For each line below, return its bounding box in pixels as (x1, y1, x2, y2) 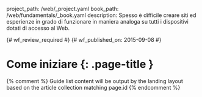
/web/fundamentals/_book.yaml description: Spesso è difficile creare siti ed (6, 12, 197, 19)
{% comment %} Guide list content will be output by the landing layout (6, 77, 183, 84)
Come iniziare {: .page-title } (6, 58, 154, 72)
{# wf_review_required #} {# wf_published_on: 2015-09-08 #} (6, 36, 162, 43)
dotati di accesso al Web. (6, 24, 70, 32)
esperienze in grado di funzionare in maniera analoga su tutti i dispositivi (6, 18, 189, 25)
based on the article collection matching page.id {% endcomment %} (6, 84, 181, 91)
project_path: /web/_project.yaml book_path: (6, 5, 119, 12)
